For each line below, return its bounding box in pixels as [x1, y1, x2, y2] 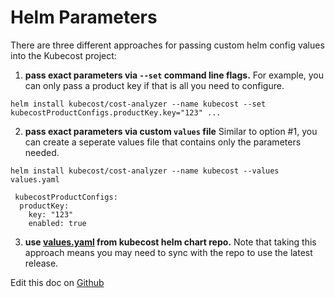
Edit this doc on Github [10, 276, 105, 288]
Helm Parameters [10, 6, 158, 29]
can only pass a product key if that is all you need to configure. [24, 79, 285, 91]
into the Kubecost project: [10, 49, 117, 61]
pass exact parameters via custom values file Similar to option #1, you [24, 125, 318, 137]
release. [24, 257, 59, 269]
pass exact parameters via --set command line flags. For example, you [24, 69, 325, 81]
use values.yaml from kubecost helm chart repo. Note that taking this [24, 236, 317, 248]
